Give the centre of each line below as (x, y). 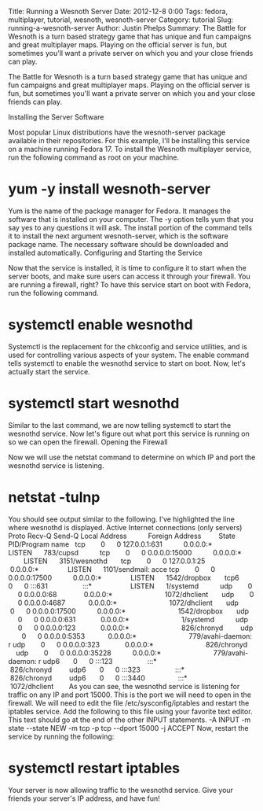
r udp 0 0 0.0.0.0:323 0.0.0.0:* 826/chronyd (128, 644)
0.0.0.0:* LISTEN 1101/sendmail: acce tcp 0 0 (113, 569)
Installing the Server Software (56, 117)
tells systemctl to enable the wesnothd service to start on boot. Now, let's (127, 363)
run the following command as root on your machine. (93, 157)
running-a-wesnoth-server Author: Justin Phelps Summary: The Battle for (128, 28)
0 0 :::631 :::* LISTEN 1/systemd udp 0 (130, 586)
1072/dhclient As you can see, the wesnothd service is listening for (125, 686)
